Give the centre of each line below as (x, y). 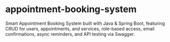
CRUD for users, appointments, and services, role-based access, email (80, 28)
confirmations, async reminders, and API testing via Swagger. (70, 34)
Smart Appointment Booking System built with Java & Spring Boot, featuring (85, 23)
